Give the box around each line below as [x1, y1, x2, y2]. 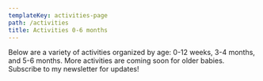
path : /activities [8, 19, 69, 27]
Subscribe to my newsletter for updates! [8, 64, 139, 74]
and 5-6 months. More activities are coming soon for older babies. [8, 56, 225, 65]
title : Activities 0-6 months [8, 26, 109, 34]
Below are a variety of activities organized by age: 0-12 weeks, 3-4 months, [8, 48, 256, 57]
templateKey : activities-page [8, 11, 109, 20]
